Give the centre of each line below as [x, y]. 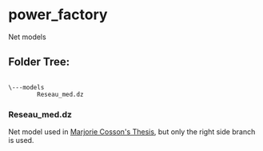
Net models [27, 37]
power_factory [58, 15]
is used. [21, 141]
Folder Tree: [39, 62]
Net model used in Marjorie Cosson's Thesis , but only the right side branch [132, 132]
